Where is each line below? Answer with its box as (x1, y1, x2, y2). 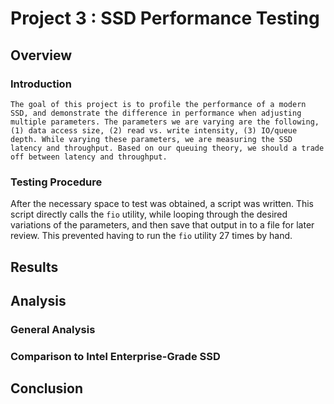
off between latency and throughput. (10, 152, 168, 162)
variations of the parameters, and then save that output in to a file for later (10, 219, 315, 231)
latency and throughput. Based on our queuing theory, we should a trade (10, 143, 325, 153)
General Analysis (10, 322, 96, 336)
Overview (10, 47, 73, 64)
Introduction (10, 77, 72, 91)
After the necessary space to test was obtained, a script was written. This (10, 198, 314, 210)
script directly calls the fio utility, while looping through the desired (10, 208, 288, 221)
